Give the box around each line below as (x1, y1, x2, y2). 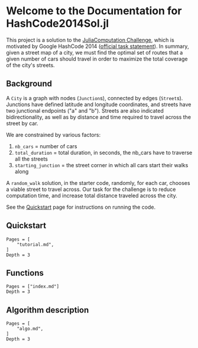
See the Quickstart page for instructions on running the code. (6, 203, 155, 210)
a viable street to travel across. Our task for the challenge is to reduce (6, 186, 176, 193)
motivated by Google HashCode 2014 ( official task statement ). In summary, (6, 43, 189, 50)
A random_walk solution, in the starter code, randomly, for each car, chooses (6, 179, 190, 186)
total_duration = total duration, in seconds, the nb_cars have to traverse (14, 149, 193, 156)
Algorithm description (6, 305, 89, 315)
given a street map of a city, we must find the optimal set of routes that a (6, 49, 183, 56)
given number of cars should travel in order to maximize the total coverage (6, 55, 188, 62)
